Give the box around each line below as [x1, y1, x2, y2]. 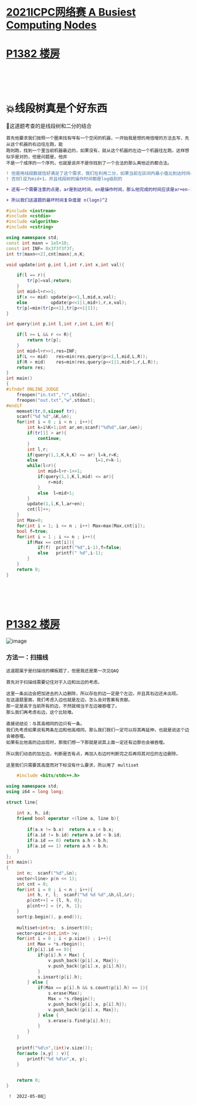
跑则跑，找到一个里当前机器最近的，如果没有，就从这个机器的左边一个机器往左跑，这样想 [6, 148, 189, 154]
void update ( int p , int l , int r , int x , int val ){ [6, 261, 125, 268]
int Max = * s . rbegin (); [27, 941, 85, 947]
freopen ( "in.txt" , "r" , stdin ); [16, 392, 91, 398]
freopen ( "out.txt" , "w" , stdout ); [16, 397, 96, 403]
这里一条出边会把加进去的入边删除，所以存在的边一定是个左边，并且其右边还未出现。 [6, 690, 181, 697]
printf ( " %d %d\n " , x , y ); [27, 1056, 88, 1062]
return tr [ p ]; [27, 337, 62, 343]
